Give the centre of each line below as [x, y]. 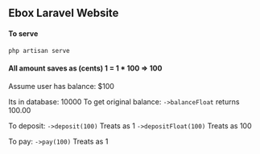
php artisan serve [39, 51]
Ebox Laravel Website [64, 13]
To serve [23, 33]
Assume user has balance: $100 [62, 86]
